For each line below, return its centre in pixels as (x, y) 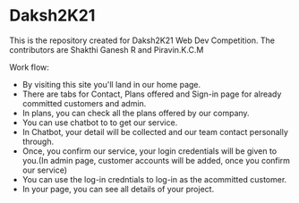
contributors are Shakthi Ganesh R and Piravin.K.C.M (107, 49)
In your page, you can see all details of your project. (118, 189)
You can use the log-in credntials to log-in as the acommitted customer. (154, 179)
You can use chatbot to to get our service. (100, 123)
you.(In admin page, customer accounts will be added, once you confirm (156, 160)
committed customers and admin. (84, 103)
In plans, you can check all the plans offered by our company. (136, 113)
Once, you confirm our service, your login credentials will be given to (149, 151)
